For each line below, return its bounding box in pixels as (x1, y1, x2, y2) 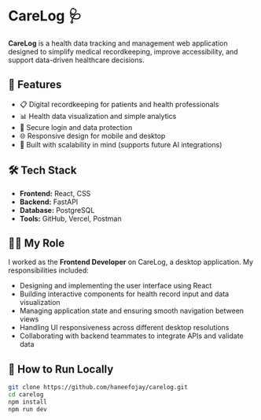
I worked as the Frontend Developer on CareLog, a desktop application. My (8, 258, 254, 267)
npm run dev (8, 405, 47, 413)
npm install (8, 398, 47, 406)
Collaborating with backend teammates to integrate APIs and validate (19, 331, 244, 340)
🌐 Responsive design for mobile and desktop (19, 131, 166, 140)
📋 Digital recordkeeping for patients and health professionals (19, 99, 219, 109)
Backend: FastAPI (19, 197, 79, 206)
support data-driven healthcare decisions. (8, 55, 145, 65)
